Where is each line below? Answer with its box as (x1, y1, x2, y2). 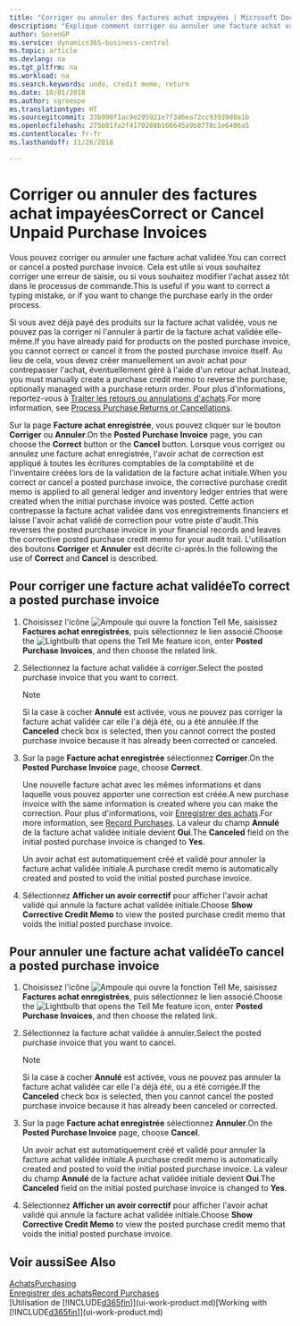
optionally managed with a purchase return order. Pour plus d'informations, (9, 383, 286, 394)
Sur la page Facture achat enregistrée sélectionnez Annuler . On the (21, 1118, 273, 1128)
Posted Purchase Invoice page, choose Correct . (21, 761, 203, 772)
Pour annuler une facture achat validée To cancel (9, 944, 285, 959)
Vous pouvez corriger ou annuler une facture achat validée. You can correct (9, 251, 287, 262)
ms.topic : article (9, 47, 78, 55)
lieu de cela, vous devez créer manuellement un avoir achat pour (9, 354, 247, 365)
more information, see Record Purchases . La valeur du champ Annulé (21, 817, 279, 828)
